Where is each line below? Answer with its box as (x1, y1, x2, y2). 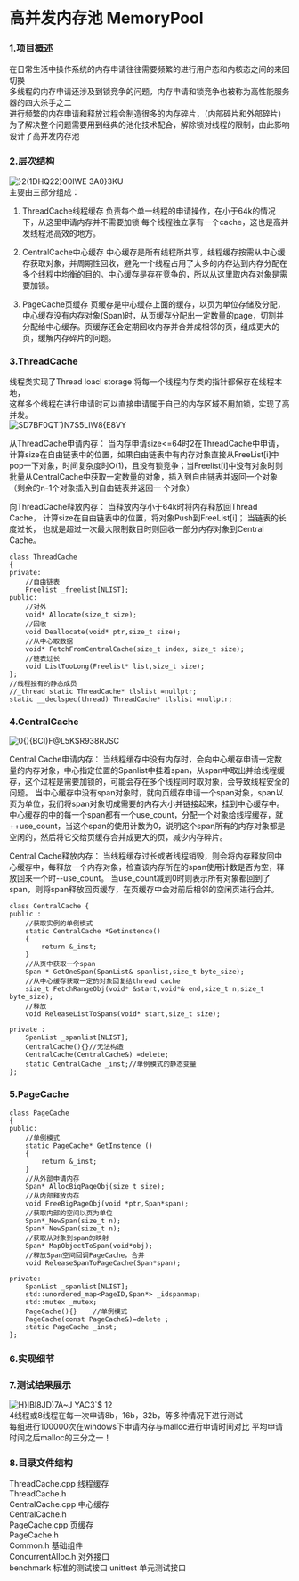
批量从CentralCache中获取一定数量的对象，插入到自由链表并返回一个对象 (9, 472, 279, 482)
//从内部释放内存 (25, 1191, 80, 1200)
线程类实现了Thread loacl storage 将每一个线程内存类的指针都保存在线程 (9, 376, 275, 387)
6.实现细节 (9, 1352, 55, 1365)
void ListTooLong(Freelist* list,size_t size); (25, 662, 205, 672)
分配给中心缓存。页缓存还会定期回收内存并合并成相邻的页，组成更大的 (21, 321, 280, 332)
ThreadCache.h (9, 1488, 67, 1499)
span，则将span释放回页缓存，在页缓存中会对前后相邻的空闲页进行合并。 (9, 884, 279, 895)
